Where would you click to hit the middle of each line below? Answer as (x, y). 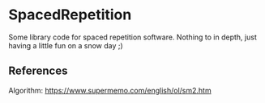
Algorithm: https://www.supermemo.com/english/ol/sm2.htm (110, 90)
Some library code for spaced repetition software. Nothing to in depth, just (132, 37)
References (38, 71)
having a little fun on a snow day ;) (66, 45)
